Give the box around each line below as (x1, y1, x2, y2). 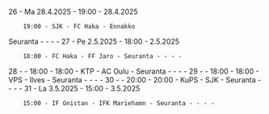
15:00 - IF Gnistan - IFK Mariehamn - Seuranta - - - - (23, 99, 216, 108)
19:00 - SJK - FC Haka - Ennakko (23, 23, 136, 31)
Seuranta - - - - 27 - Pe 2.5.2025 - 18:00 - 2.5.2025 (8, 36, 180, 46)
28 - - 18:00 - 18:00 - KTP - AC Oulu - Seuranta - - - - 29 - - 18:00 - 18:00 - (8, 66, 260, 76)
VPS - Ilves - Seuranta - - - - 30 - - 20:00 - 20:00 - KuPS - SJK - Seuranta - (8, 75, 262, 84)
